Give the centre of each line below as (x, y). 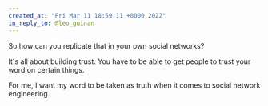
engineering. (29, 93)
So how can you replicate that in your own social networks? (106, 45)
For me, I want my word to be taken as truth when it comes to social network (134, 85)
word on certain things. (47, 69)
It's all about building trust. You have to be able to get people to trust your (130, 61)
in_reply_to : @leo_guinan (51, 23)
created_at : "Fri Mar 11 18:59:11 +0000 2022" (87, 16)
